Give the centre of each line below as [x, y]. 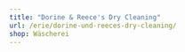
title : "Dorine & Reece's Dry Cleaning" [85, 17]
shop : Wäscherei [39, 33]
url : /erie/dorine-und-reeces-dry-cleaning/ [93, 26]
